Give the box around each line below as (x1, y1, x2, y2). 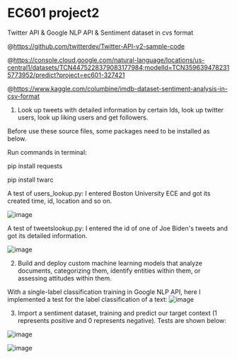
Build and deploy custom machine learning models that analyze (17, 259, 203, 267)
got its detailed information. (7, 231, 88, 240)
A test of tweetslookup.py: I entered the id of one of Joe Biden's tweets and (7, 224, 229, 233)
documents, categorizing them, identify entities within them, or (17, 266, 201, 275)
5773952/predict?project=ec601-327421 (7, 71, 125, 79)
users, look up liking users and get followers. (17, 113, 149, 122)
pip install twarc (7, 175, 54, 184)
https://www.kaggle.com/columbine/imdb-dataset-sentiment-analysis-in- (13, 84, 228, 93)
